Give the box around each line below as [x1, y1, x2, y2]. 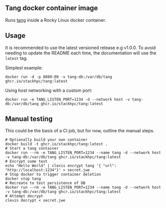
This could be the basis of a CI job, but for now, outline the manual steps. [5, 128, 155, 134]
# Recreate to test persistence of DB [5, 181, 85, 186]
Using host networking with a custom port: [5, 87, 92, 93]
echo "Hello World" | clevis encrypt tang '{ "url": [5, 163, 117, 168]
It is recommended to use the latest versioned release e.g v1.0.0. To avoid [5, 45, 156, 51]
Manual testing [5, 115, 53, 123]
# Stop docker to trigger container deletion [5, 172, 101, 177]
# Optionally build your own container [5, 137, 88, 143]
